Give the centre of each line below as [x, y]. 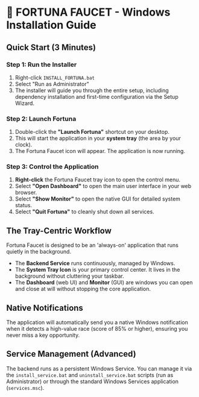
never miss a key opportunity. [43, 335]
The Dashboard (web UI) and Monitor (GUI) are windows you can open [104, 283]
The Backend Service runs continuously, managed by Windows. [95, 263]
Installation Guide [51, 25]
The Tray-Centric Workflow [59, 230]
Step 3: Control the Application [52, 167]
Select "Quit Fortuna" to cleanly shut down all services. [85, 212]
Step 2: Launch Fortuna [41, 119]
